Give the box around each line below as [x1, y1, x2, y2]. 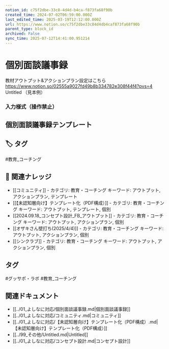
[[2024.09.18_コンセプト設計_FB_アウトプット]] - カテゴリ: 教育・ [12, 212, 151, 218]
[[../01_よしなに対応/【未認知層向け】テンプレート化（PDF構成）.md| [12, 319, 158, 325]
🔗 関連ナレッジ [5, 172, 52, 181]
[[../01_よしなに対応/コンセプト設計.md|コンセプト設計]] [12, 338, 131, 344]
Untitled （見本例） [5, 89, 46, 95]
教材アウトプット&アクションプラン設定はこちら [5, 77, 106, 83]
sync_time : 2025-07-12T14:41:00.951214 [5, 36, 90, 41]
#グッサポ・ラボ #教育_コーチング [5, 275, 77, 281]
